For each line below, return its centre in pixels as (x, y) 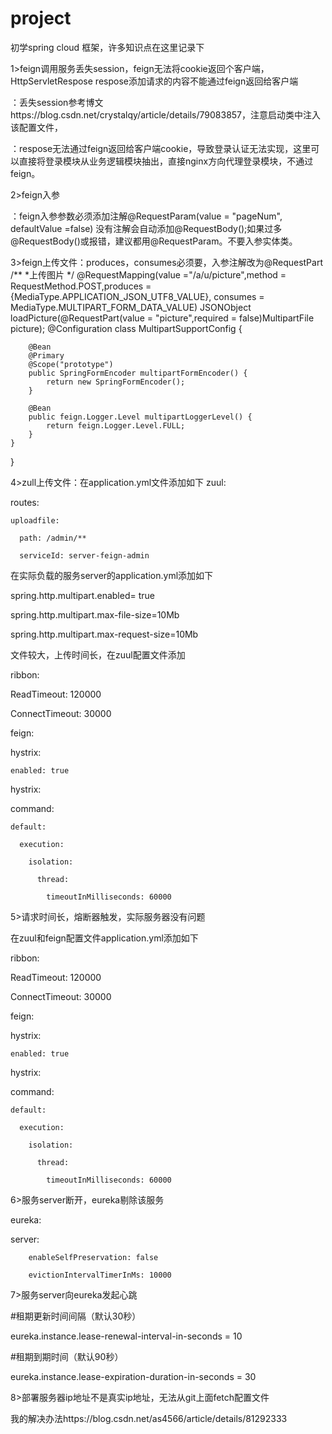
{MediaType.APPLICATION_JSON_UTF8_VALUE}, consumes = (137, 296)
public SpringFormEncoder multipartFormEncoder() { (138, 373)
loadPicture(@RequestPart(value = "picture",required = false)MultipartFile (162, 318)
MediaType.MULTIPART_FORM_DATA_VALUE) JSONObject (131, 307)
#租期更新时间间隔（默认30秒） (76, 1316)
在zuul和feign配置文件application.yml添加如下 (104, 938)
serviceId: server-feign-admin (84, 555)
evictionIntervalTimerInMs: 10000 (100, 1275)
